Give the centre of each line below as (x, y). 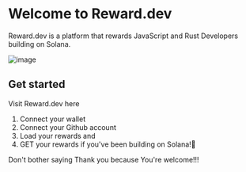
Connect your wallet (52, 119)
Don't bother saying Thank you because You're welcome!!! (104, 159)
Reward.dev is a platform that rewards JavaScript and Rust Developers (123, 36)
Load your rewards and (57, 136)
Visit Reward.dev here (44, 103)
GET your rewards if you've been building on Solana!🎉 (108, 144)
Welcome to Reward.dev (90, 14)
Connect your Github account (68, 127)
